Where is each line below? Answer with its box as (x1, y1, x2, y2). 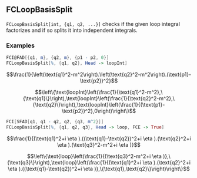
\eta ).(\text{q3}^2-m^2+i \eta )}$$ (56, 141, 141, 148)
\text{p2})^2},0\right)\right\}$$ (61, 107, 136, 114)
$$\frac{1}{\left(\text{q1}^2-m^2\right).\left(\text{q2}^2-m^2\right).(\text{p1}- (6, 71, 192, 78)
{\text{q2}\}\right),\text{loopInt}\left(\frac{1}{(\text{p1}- (32, 101, 165, 108)
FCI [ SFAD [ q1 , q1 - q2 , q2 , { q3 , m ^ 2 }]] (6, 118, 104, 124)
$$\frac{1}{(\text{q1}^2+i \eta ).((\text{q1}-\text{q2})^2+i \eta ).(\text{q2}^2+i (6, 135, 191, 142)
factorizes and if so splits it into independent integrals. (6, 27, 138, 34)
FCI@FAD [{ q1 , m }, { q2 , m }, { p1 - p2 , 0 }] (6, 55, 109, 61)
